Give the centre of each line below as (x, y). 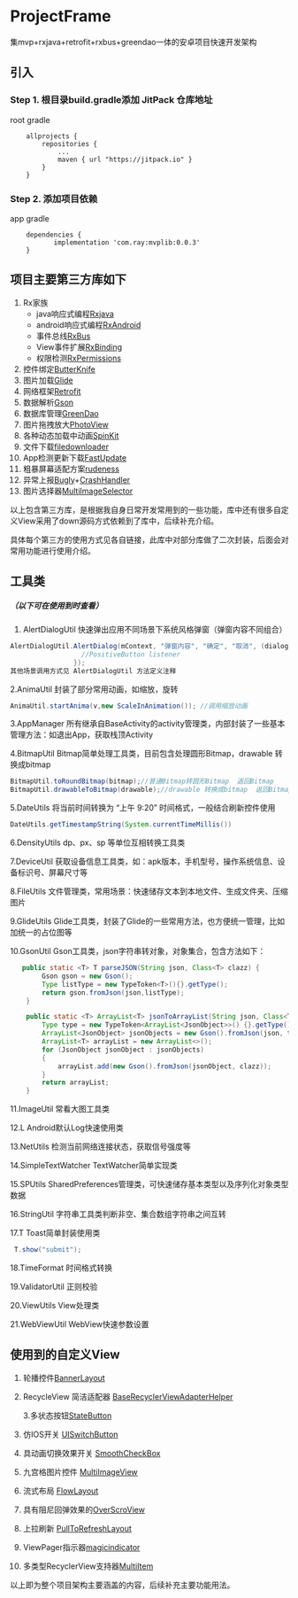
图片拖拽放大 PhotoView (65, 424)
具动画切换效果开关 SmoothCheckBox (92, 1453)
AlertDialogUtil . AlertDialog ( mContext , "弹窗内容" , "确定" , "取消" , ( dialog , (151, 647)
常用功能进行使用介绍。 (53, 550)
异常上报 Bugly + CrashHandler (76, 479)
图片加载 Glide (48, 380)
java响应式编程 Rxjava (75, 314)
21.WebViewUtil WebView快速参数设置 (80, 1324)
